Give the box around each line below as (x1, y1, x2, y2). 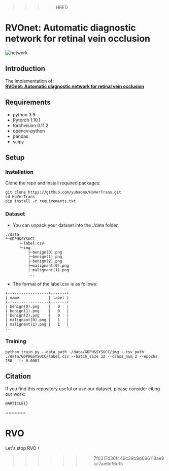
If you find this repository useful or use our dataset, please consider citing (5, 386, 160, 392)
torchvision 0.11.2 (12, 122, 49, 129)
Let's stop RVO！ (5, 445, 41, 451)
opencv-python (12, 128, 45, 134)
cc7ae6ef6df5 (93, 460, 123, 466)
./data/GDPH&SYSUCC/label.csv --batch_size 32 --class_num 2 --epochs (5, 354, 158, 359)
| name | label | (5, 295, 70, 300)
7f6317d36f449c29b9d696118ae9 (93, 455, 164, 461)
